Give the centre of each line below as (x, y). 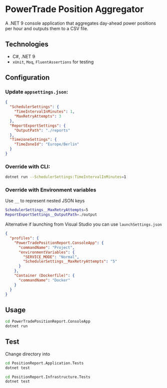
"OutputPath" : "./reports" (42, 130)
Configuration (27, 78)
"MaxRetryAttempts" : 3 (38, 117)
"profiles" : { (24, 238)
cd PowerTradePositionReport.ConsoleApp (48, 322)
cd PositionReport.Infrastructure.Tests (48, 377)
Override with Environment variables (51, 190)
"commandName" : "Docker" (44, 280)
